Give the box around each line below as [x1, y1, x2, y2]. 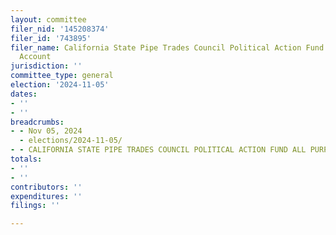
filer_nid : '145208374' [10, 24, 110, 34]
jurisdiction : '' [10, 61, 83, 71]
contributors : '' [10, 182, 83, 192]
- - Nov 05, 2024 [10, 126, 83, 136]
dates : [10, 89, 38, 99]
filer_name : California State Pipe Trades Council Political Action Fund [10, 42, 325, 53]
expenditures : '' [10, 191, 83, 201]
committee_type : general [10, 71, 114, 81]
